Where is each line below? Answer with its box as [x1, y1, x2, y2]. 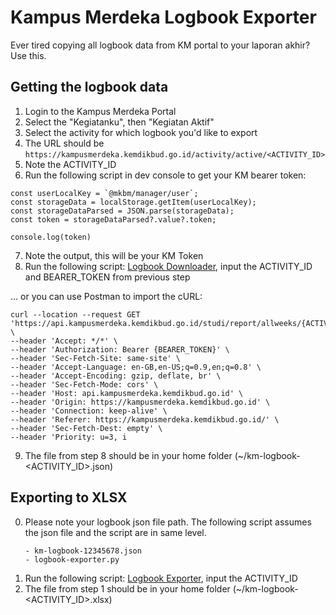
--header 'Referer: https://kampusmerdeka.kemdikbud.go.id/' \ [10, 414, 280, 425]
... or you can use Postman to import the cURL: [10, 290, 203, 302]
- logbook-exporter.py [24, 554, 120, 565]
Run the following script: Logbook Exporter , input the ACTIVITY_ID [24, 572, 298, 584]
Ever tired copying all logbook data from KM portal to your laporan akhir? [10, 39, 311, 51]
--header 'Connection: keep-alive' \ [10, 406, 168, 416]
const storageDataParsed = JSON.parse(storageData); [10, 206, 235, 216]
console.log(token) [10, 232, 92, 242]
